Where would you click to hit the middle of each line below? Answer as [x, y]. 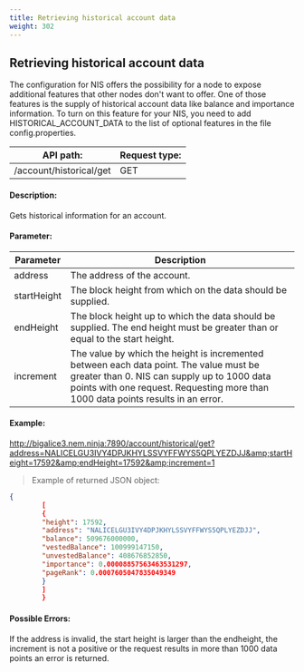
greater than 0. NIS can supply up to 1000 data [171, 375]
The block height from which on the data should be [179, 289]
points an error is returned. [60, 657]
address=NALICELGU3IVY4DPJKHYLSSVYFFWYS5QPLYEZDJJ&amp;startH [151, 453]
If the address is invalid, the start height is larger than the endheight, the [144, 638]
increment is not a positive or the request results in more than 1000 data [143, 648]
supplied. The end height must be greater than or [174, 327]
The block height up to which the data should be [173, 316]
